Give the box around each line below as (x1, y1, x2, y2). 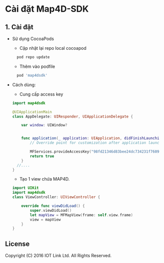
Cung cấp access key (19, 91, 64, 97)
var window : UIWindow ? (21, 123, 68, 128)
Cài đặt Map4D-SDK (5, 3, 89, 15)
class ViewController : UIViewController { (12, 195, 100, 200)
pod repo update (17, 55, 50, 60)
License (5, 240, 30, 248)
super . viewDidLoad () (30, 208, 72, 213)
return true (30, 154, 54, 159)
